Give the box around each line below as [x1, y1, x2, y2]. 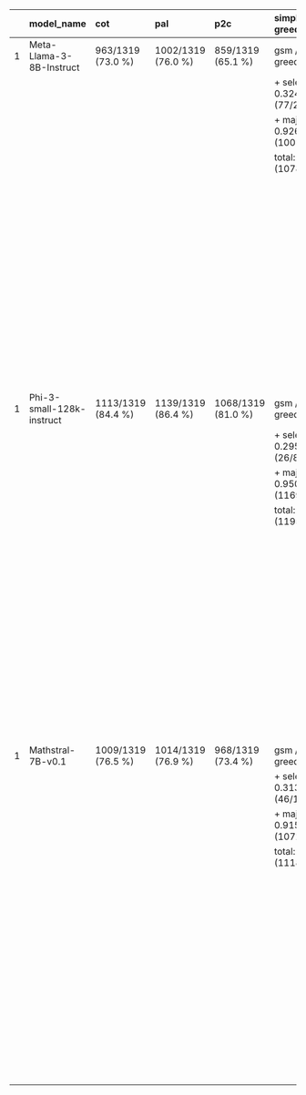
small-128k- [28, 402, 87, 415]
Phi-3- [28, 391, 61, 403]
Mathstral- [28, 744, 76, 756]
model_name [28, 17, 87, 30]
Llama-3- [28, 50, 73, 62]
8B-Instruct [28, 61, 80, 74]
